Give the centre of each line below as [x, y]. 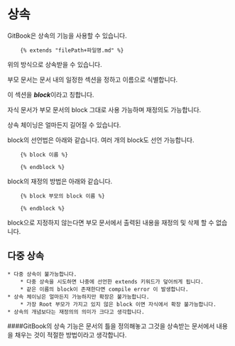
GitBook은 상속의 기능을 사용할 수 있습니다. [67, 36]
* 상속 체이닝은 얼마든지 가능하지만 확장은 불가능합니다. [78, 297]
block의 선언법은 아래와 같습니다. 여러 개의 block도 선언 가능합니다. [101, 140]
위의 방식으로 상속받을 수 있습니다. [55, 64]
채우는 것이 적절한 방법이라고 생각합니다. [71, 335]
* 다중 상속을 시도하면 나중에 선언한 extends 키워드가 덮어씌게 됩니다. [112, 281]
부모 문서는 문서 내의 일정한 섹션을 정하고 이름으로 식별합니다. [93, 80]
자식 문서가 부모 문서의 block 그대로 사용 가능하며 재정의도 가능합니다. [104, 109]
